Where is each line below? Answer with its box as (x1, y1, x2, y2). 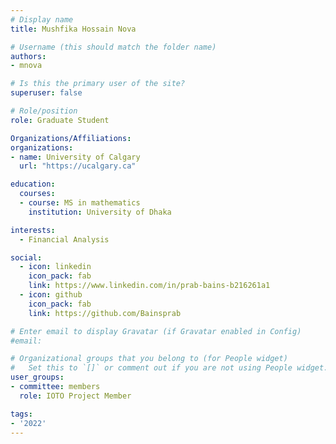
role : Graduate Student (10, 115, 110, 125)
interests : (10, 225, 56, 235)
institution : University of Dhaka (28, 207, 172, 217)
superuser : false (10, 88, 83, 98)
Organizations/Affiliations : (10, 133, 132, 143)
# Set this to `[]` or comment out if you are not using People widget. (10, 363, 329, 373)
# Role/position (10, 106, 78, 116)
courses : (19, 189, 56, 199)
